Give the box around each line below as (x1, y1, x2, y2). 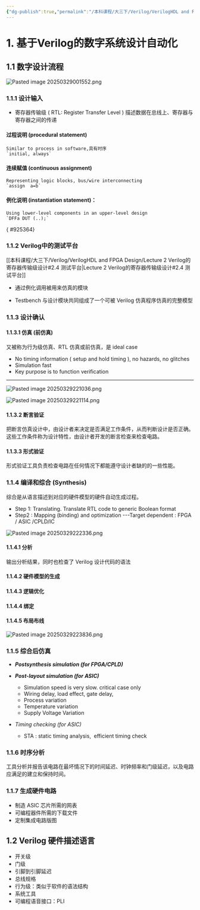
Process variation (23, 696, 67, 704)
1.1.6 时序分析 (6, 748, 45, 757)
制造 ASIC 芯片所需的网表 (14, 801, 77, 809)
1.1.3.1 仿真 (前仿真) (6, 329, 54, 336)
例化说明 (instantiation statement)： (6, 196, 97, 203)
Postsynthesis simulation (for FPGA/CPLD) (14, 661, 123, 668)
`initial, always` (6, 151, 52, 157)
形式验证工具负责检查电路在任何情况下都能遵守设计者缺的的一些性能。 (6, 462, 179, 469)
